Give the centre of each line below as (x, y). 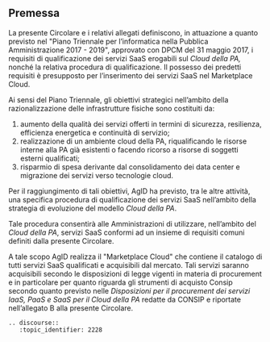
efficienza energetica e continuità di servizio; (95, 132)
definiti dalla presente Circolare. (61, 240)
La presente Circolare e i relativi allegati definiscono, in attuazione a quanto (133, 32)
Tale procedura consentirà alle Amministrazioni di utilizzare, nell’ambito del (132, 223)
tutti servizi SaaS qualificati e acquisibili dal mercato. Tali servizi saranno (129, 265)
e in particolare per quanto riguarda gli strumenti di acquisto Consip (120, 282)
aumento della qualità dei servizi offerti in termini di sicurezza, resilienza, (141, 123)
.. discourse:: (34, 323)
